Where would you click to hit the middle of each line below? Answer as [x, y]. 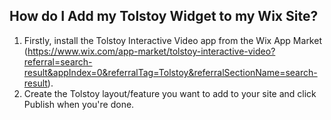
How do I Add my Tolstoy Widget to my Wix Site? [164, 16]
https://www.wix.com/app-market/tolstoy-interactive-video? [151, 51]
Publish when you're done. [79, 104]
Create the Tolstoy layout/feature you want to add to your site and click [170, 93]
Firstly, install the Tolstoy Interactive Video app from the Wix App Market [172, 40]
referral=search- [58, 61]
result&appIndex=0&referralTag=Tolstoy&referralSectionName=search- [170, 72]
